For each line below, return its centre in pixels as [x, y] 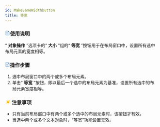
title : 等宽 [16, 15]
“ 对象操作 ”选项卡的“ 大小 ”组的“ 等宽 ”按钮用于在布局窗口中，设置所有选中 [80, 45]
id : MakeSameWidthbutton [30, 10]
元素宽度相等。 [31, 89]
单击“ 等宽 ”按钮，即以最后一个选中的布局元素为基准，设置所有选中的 [81, 83]
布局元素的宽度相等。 [26, 51]
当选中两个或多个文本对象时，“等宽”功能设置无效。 [63, 120]
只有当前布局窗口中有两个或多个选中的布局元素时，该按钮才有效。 [78, 114]
